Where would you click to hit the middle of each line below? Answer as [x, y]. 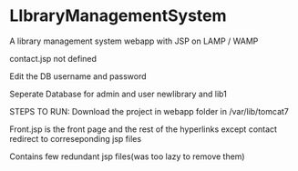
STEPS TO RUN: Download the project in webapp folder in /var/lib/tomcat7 [149, 111]
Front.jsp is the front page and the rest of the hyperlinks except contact [144, 129]
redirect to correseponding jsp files [76, 138]
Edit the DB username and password [78, 76]
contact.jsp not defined [53, 58]
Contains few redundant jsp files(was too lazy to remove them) [127, 156]
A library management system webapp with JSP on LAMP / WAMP [134, 41]
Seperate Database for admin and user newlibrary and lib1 [118, 94]
